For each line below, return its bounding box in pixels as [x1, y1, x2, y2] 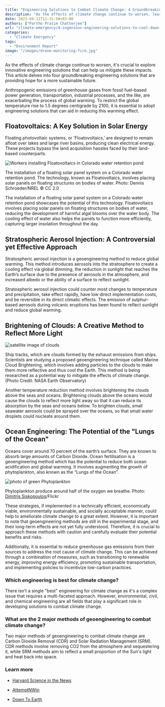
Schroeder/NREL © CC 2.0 [5, 185, 59, 191]
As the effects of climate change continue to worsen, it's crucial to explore [5, 62, 156, 68]
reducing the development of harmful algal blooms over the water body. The [5, 211, 160, 217]
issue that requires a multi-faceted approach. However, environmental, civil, [5, 593, 159, 599]
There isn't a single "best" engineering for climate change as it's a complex [5, 588, 158, 594]
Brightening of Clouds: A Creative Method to [5, 321, 144, 329]
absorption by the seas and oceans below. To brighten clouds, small [5, 403, 143, 408]
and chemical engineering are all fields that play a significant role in [5, 598, 141, 604]
